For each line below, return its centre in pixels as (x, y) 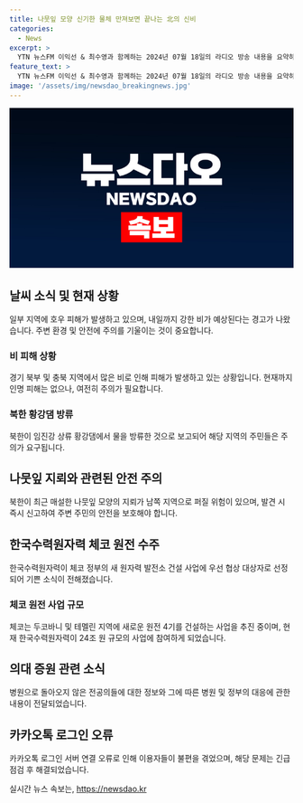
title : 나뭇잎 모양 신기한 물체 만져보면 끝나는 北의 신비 (103, 19)
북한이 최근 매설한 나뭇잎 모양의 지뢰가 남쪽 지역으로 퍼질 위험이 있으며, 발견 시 (147, 502)
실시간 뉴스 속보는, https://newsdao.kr (78, 789)
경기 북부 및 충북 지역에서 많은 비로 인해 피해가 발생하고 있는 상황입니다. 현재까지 (151, 378)
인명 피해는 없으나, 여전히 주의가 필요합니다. (87, 389)
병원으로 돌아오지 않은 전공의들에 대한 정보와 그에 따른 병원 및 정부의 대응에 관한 (150, 693)
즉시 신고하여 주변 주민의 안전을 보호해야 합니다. (94, 513)
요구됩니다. (46, 447)
